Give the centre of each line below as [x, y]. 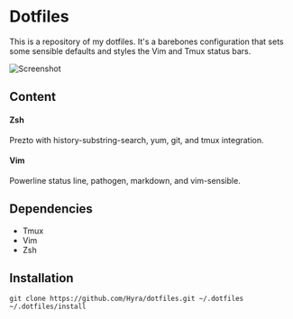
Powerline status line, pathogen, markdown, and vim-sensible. [125, 180]
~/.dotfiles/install [48, 307]
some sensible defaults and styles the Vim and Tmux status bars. [130, 50]
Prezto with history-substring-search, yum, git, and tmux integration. [137, 140]
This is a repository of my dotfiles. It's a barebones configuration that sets [146, 41]
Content [33, 97]
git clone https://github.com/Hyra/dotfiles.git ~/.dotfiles [127, 299]
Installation [41, 278]
